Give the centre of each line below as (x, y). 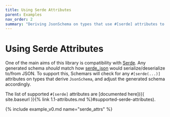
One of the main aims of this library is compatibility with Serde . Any (76, 63)
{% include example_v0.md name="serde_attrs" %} (59, 109)
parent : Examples (24, 15)
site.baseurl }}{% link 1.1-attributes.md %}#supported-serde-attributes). (80, 99)
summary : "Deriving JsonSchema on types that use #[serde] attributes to (85, 24)
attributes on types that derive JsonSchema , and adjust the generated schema (85, 79)
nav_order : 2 (19, 19)
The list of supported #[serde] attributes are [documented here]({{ (75, 94)
